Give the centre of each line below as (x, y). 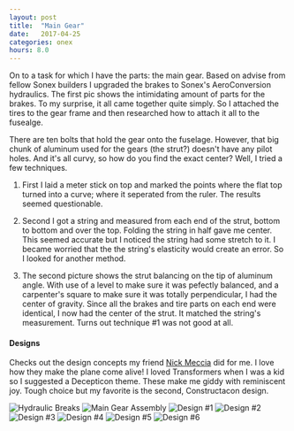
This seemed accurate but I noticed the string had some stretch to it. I (149, 240)
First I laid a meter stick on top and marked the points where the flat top (152, 185)
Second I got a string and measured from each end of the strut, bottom (151, 221)
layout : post (33, 17)
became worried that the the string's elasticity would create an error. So (153, 250)
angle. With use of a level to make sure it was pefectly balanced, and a (151, 285)
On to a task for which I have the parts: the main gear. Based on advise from (147, 75)
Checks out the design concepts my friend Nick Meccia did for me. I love (142, 363)
